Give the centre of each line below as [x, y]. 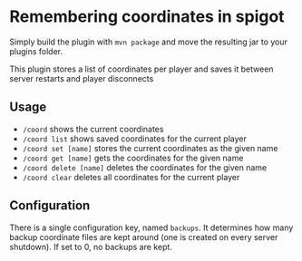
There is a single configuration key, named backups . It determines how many [151, 227]
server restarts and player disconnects [82, 78]
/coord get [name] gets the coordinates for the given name [133, 158]
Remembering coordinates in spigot [147, 17]
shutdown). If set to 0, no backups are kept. [91, 246]
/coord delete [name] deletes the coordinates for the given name [145, 167]
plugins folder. [36, 51]
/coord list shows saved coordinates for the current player [134, 139]
